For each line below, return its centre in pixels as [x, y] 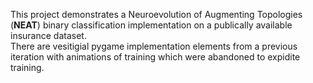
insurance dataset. [48, 35]
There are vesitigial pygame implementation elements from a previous [154, 46]
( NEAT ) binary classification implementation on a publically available [151, 25]
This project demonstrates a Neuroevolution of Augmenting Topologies [156, 14]
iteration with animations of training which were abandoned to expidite [155, 57]
